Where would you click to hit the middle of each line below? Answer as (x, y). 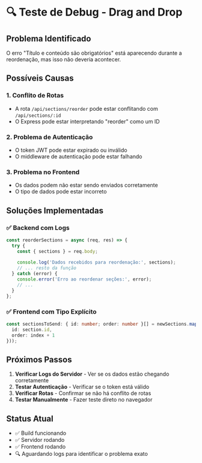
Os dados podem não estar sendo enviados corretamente (86, 185)
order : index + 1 (33, 335)
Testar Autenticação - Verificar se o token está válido (82, 387)
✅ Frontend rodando (40, 447)
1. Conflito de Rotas (35, 96)
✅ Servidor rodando (40, 440)
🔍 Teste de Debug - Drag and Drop (94, 12)
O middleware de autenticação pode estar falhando (78, 156)
